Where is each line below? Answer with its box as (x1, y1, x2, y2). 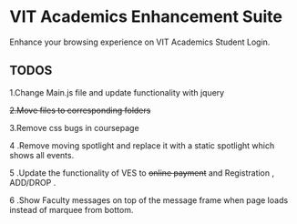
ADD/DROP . (9, 177, 56, 188)
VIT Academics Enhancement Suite (9, 6, 282, 27)
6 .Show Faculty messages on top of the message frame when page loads (9, 194, 289, 206)
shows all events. (9, 149, 75, 160)
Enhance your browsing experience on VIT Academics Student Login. (9, 36, 271, 47)
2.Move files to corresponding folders (9, 105, 151, 116)
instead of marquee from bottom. (9, 204, 134, 215)
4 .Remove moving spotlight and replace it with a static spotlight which (9, 139, 275, 151)
